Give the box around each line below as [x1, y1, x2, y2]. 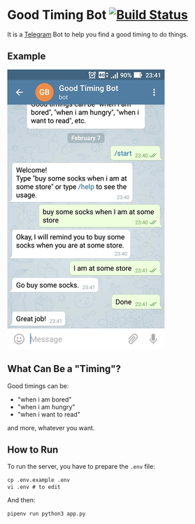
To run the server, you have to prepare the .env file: [7, 462, 155, 471]
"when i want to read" [17, 410, 80, 418]
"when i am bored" [17, 395, 72, 404]
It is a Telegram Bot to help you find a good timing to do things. [7, 30, 189, 38]
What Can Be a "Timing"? [7, 363, 121, 375]
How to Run [7, 444, 59, 455]
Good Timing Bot [7, 7, 107, 23]
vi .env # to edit [7, 483, 61, 491]
